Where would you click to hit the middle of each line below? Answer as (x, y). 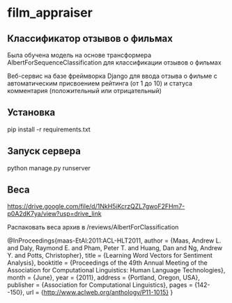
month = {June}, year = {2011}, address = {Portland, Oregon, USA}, (104, 278)
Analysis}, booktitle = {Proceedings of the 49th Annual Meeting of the (107, 263)
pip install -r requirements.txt (49, 129)
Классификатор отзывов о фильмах (90, 39)
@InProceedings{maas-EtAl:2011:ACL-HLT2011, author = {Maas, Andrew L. (114, 240)
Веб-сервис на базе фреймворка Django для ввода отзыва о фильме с (112, 76)
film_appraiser (50, 13)
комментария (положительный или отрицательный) (85, 91)
